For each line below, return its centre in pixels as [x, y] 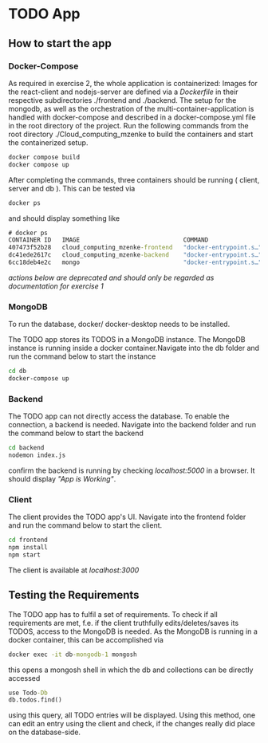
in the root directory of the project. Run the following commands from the [128, 125]
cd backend [26, 448]
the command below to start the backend [76, 433]
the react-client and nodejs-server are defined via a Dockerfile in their [123, 92]
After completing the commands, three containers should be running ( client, [134, 179]
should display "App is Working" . [62, 478]
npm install [28, 548]
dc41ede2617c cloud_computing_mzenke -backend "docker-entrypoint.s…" [135, 255]
